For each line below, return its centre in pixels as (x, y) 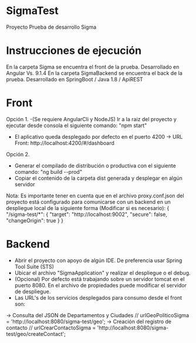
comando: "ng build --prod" (48, 171)
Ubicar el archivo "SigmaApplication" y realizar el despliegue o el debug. (102, 273)
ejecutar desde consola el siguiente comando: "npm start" (77, 125)
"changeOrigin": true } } (35, 220)
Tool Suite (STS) (34, 266)
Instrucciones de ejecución (74, 51)
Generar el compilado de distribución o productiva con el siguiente (95, 166)
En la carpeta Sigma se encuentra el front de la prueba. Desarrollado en (93, 67)
